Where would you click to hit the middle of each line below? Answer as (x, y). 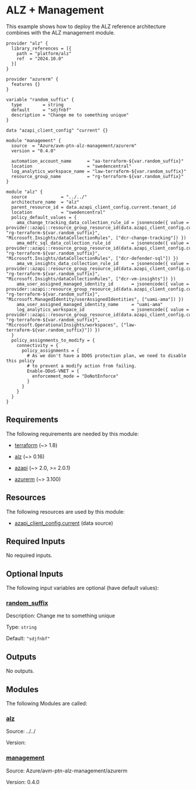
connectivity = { (38, 345)
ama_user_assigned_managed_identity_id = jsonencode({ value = (103, 284)
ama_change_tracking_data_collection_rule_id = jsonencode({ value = (103, 222)
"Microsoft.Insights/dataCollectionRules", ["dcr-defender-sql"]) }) (92, 258)
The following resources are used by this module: (66, 511)
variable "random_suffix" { (40, 99)
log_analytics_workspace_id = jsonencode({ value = (103, 310)
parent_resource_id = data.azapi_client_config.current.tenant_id (94, 207)
